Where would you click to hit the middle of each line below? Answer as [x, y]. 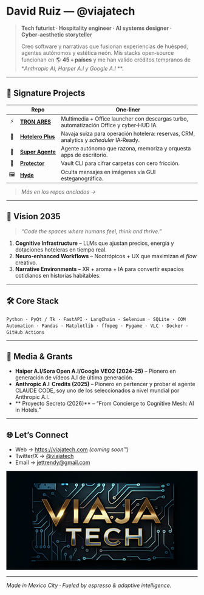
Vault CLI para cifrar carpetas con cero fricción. [121, 163]
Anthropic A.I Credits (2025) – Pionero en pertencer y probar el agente [105, 384]
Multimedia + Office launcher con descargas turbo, [124, 118]
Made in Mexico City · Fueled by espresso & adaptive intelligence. [89, 585]
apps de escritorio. [84, 155]
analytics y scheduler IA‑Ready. [100, 140]
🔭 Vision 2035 [33, 217]
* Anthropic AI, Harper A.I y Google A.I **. [72, 68]
